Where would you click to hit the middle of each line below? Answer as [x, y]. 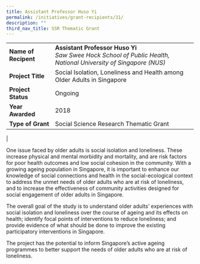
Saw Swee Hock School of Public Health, [112, 56]
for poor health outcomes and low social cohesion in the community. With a [99, 163]
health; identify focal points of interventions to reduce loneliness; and [91, 219]
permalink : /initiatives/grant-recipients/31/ [65, 17]
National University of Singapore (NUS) [110, 63]
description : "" [26, 23]
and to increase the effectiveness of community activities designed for [93, 188]
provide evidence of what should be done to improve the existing [86, 225]
